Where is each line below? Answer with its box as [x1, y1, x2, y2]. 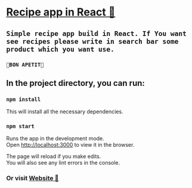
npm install [6, 95, 41, 103]
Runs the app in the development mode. [6, 135, 104, 142]
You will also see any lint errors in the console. [6, 159, 120, 167]
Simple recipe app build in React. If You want [6, 29, 187, 38]
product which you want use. [6, 45, 115, 53]
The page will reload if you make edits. [6, 153, 101, 160]
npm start [6, 123, 35, 130]
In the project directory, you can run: [6, 78, 145, 88]
